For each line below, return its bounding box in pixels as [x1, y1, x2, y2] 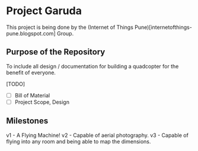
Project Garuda [6, 4, 82, 18]
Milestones [6, 116, 49, 126]
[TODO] [6, 80, 25, 87]
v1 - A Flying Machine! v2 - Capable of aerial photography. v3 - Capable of [6, 132, 189, 139]
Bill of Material [14, 91, 50, 99]
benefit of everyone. [6, 69, 56, 76]
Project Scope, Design [14, 99, 70, 106]
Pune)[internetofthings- [134, 24, 193, 31]
